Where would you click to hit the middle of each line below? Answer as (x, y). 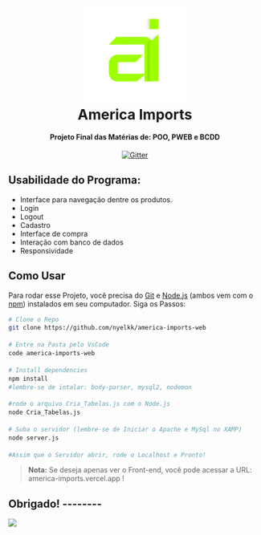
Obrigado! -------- (55, 503)
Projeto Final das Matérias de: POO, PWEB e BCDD (135, 137)
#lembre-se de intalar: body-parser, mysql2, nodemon (100, 387)
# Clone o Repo (34, 319)
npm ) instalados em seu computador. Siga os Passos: (97, 304)
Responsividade (47, 250)
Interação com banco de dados (72, 242)
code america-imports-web (51, 354)
